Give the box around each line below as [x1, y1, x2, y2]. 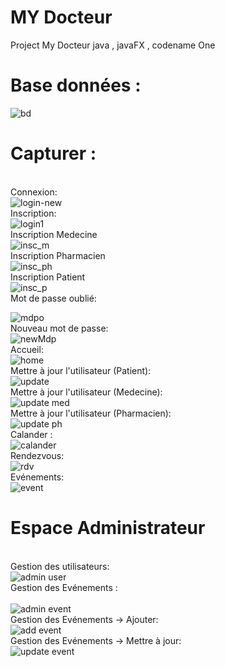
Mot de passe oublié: [10, 292, 97, 304]
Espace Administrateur [10, 517, 206, 539]
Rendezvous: [10, 449, 65, 461]
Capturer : [10, 142, 97, 165]
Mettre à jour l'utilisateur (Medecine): [10, 386, 163, 398]
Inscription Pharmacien [10, 249, 106, 261]
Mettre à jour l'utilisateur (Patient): [10, 364, 152, 376]
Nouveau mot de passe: [10, 322, 109, 334]
